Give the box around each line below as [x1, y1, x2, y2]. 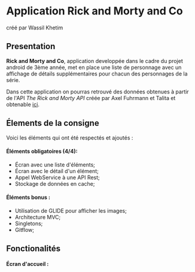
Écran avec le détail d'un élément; [14, 167, 99, 174]
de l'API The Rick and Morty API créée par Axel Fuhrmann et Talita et [6, 94, 176, 101]
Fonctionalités [6, 244, 61, 254]
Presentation [6, 41, 56, 52]
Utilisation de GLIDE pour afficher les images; [14, 207, 127, 214]
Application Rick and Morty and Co [6, 4, 184, 18]
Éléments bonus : [6, 194, 51, 201]
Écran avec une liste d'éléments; [14, 161, 96, 168]
